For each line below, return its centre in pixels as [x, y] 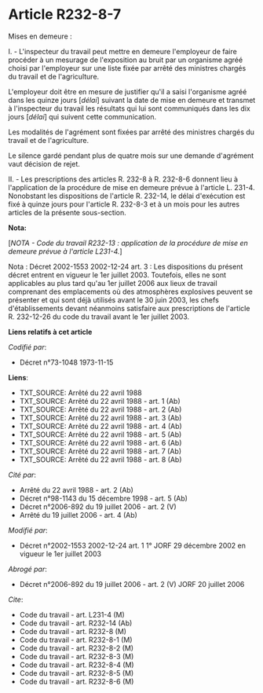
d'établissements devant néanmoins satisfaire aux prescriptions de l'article [129, 308]
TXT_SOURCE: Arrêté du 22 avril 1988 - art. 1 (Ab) [100, 401]
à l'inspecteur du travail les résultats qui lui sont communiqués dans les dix [130, 108]
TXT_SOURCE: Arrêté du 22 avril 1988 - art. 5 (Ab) [100, 434]
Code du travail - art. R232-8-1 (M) [76, 640]
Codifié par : [27, 346]
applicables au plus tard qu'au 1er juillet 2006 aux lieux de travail [113, 283]
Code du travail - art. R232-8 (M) [73, 631]
